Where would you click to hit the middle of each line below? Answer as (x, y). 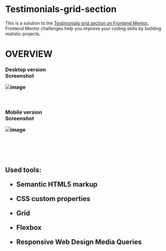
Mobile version (24, 112)
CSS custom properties (53, 199)
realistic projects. (23, 34)
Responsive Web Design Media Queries (79, 242)
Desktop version (25, 70)
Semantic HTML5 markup (57, 184)
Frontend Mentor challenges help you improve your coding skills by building (83, 28)
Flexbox (29, 227)
